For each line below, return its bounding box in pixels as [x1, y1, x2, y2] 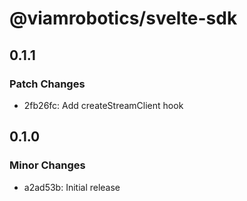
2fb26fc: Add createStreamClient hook [23, 99, 184, 111]
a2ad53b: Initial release [23, 181, 121, 193]
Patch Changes [9, 77, 86, 91]
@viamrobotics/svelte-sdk [9, 7, 238, 30]
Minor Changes [9, 158, 86, 172]
